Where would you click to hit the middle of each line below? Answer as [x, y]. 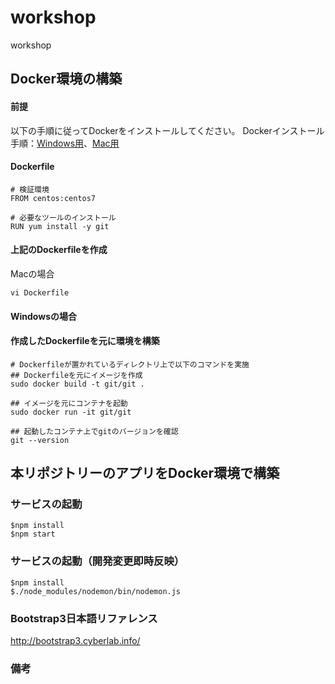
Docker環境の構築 [66, 79]
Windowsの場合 [43, 316]
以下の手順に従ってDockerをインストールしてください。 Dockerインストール [167, 130]
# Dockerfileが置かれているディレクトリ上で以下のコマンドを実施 [130, 364]
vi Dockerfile [40, 292]
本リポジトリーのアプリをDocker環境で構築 [145, 473]
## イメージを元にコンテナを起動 [69, 403]
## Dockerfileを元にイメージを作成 [76, 375]
